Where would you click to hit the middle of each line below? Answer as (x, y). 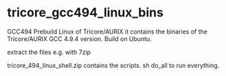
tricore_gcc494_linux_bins (85, 13)
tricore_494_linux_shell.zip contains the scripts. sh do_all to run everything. (113, 65)
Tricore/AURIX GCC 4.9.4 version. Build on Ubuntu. (80, 38)
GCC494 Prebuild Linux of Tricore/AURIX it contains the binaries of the (108, 31)
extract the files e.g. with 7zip (49, 52)
